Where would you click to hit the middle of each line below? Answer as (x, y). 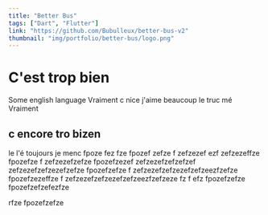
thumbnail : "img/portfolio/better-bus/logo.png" (91, 38)
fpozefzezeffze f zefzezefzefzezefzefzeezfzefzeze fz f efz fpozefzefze (127, 178)
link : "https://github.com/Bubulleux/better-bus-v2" (99, 30)
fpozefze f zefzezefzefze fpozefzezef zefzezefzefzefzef (102, 162)
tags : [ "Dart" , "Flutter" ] (54, 23)
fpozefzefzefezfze (39, 187)
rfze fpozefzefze (36, 203)
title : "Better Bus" (43, 16)
